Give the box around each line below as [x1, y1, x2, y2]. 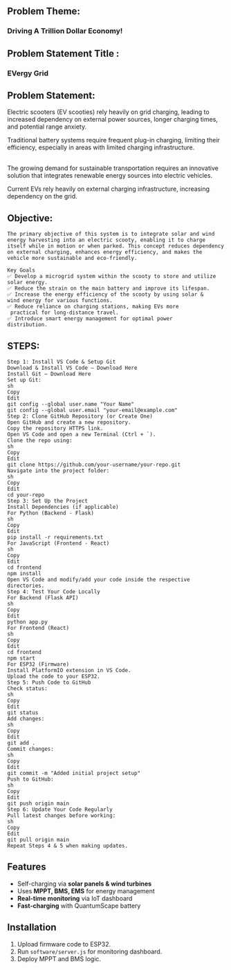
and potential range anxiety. [7, 122, 87, 131]
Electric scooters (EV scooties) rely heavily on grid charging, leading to [7, 108, 210, 116]
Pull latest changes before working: [7, 812, 116, 819]
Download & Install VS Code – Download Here [7, 364, 138, 372]
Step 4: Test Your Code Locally [7, 588, 100, 595]
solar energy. [7, 279, 48, 286]
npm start [7, 655, 36, 662]
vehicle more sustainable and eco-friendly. [7, 255, 138, 262]
